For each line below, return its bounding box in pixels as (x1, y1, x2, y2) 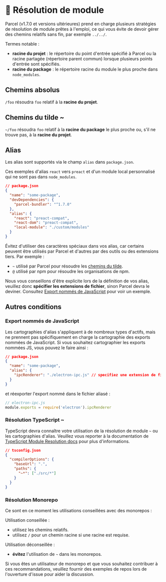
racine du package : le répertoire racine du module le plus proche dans (12, 66, 158, 72)
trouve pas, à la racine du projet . (5, 132, 72, 137)
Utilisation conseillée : (5, 517, 50, 523)
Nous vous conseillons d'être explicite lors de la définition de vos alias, (5, 278, 149, 284)
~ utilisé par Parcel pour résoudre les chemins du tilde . (12, 263, 124, 269)
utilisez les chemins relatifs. (12, 527, 69, 533)
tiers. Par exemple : (5, 253, 44, 259)
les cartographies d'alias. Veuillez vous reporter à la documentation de (5, 433, 149, 439)
